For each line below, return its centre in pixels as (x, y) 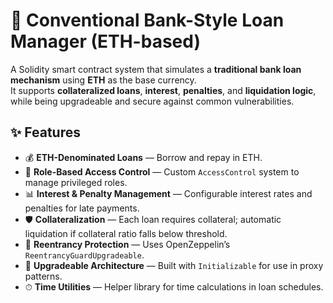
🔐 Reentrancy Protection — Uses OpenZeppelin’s (127, 244)
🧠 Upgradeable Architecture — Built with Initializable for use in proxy (174, 265)
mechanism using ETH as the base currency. (103, 80)
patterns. (43, 276)
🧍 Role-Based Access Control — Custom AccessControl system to (162, 171)
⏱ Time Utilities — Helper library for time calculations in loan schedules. (174, 286)
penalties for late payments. (82, 208)
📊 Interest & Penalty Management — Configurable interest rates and (168, 193)
